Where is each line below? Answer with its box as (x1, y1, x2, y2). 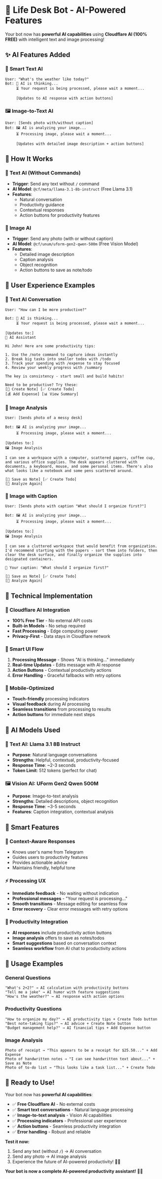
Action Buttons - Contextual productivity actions (12, 667, 112, 673)
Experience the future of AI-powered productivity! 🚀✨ (12, 1158, 121, 1164)
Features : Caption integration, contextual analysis (12, 809, 114, 815)
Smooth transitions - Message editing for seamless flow (12, 901, 128, 907)
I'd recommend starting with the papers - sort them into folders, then (5, 548, 158, 553)
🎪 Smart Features (5, 823, 60, 831)
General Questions (5, 975, 51, 982)
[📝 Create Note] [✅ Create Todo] (5, 387, 75, 392)
